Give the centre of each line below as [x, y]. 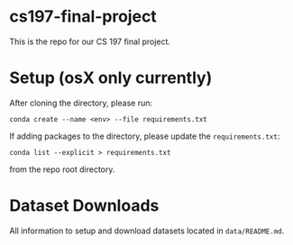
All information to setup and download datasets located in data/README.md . [147, 231]
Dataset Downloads [84, 206]
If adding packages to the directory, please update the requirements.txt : [145, 136]
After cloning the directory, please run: [81, 103]
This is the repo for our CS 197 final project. [90, 41]
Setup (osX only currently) [111, 78]
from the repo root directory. [62, 169]
